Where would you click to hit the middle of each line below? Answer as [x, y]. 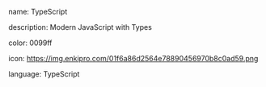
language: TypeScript [44, 74]
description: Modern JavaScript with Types [80, 27]
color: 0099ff [30, 43]
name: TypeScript [38, 12]
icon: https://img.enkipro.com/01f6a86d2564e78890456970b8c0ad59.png [133, 58]
